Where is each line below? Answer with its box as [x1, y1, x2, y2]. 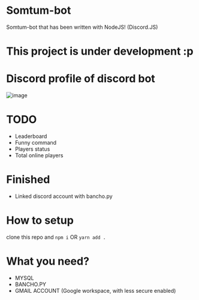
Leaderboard [14, 133, 47, 140]
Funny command [14, 139, 57, 146]
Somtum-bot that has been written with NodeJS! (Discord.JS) [6, 23, 158, 31]
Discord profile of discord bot [6, 72, 156, 86]
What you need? [6, 254, 90, 268]
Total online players [14, 152, 64, 159]
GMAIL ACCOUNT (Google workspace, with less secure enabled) [14, 287, 176, 294]
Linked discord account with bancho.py [14, 193, 113, 200]
